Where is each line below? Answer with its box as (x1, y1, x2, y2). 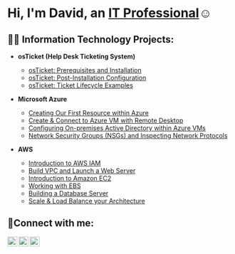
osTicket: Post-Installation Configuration (28, 73, 147, 82)
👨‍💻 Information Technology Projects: (7, 33, 174, 46)
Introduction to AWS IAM (28, 159, 101, 167)
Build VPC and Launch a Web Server (28, 166, 136, 175)
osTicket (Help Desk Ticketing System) (17, 52, 136, 60)
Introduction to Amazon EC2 (28, 174, 112, 182)
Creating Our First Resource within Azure (28, 109, 150, 117)
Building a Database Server (28, 189, 109, 197)
